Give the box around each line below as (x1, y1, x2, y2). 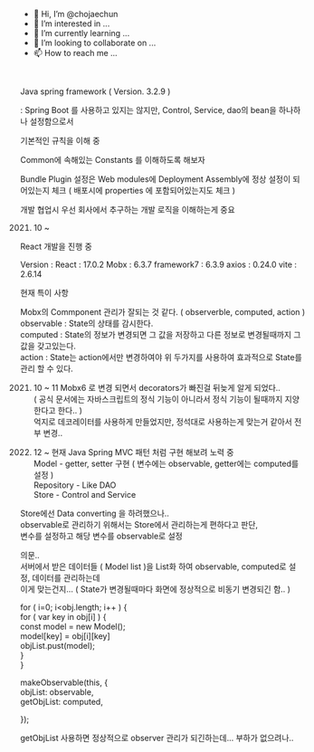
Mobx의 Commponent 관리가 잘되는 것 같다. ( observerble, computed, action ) (20, 307, 306, 317)
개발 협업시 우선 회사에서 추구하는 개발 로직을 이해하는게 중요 (20, 205, 235, 214)
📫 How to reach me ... (33, 48, 118, 58)
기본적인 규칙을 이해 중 (20, 136, 100, 146)
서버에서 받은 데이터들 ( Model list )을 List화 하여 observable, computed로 (20, 561, 287, 572)
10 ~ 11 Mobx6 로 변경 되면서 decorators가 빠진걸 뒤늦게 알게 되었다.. (33, 383, 281, 393)
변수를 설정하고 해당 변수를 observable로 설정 (20, 530, 183, 541)
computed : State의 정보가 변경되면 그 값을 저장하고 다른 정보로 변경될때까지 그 (20, 329, 301, 339)
